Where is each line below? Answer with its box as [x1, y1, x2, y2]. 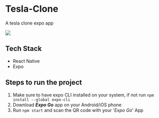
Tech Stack [5, 44, 42, 53]
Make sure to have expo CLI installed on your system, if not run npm [12, 91, 154, 98]
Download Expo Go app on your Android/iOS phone [12, 102, 122, 108]
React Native [12, 58, 40, 64]
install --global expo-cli [12, 97, 71, 102]
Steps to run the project [5, 78, 82, 87]
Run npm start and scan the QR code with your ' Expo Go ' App [12, 107, 144, 113]
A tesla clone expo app [5, 20, 54, 26]
